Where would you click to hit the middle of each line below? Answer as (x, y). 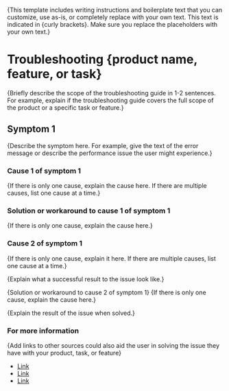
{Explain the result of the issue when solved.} (71, 313)
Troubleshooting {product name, (102, 59)
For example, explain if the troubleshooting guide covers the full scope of (110, 100)
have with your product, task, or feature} (64, 353)
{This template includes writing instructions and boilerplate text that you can (115, 10)
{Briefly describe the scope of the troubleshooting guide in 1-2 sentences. (111, 93)
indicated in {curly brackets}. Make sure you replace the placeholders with (112, 24)
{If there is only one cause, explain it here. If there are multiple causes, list (111, 258)
